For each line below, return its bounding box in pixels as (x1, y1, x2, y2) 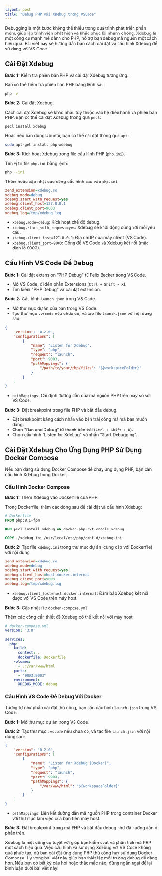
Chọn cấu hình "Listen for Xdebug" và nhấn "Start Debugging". (12, 432, 138, 438)
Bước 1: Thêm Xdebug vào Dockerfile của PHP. (5, 495, 99, 500)
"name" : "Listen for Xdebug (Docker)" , (30, 761, 111, 766)
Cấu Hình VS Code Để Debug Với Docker (5, 694, 102, 700)
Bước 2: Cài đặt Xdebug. (5, 100, 54, 106)
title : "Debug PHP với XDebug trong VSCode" (5, 12, 96, 17)
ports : (14, 668, 27, 673)
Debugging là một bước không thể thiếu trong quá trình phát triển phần (5, 25, 146, 31)
